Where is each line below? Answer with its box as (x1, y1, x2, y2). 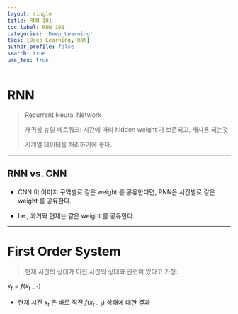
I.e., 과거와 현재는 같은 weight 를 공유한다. (17, 211, 135, 220)
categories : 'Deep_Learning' (7, 30, 93, 38)
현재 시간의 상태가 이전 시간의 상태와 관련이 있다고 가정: (24, 267, 178, 276)
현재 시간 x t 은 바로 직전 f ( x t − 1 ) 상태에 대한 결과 (17, 298, 151, 308)
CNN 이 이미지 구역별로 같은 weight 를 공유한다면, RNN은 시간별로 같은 (17, 187, 216, 196)
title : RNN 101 (7, 17, 52, 24)
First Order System (7, 243, 121, 259)
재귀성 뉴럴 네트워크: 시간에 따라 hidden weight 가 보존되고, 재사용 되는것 (24, 125, 229, 133)
